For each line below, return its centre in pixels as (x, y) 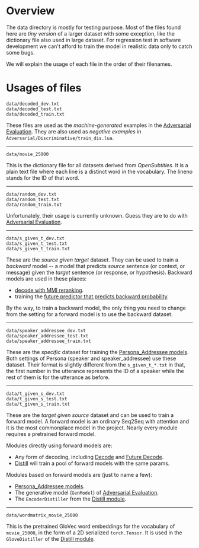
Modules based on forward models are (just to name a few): (79, 474)
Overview (31, 11)
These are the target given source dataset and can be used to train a (90, 415)
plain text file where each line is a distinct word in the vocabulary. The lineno (99, 171)
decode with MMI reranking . (49, 290)
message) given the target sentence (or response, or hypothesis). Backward (99, 272)
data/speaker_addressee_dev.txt (46, 330)
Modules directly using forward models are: (59, 445)
